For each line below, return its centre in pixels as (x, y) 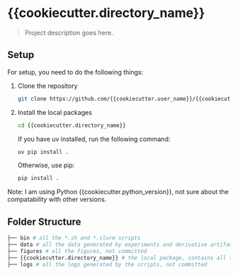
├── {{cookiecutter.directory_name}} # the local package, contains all (117, 258)
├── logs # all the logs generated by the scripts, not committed (107, 264)
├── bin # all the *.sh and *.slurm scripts (74, 238)
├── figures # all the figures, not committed (77, 251)
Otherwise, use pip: (46, 165)
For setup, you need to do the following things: (75, 72)
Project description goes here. (69, 33)
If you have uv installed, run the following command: (94, 139)
